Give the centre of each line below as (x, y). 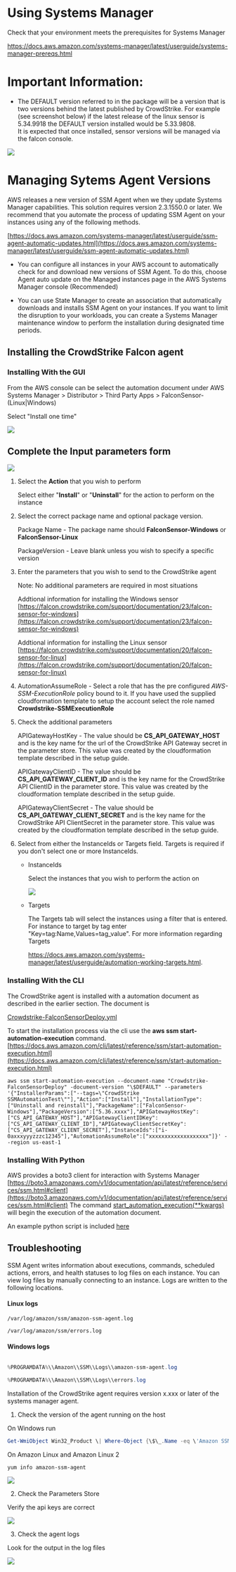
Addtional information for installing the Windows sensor (98, 599)
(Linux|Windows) (32, 403)
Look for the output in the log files (56, 1547)
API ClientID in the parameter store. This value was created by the (113, 787)
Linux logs (23, 1304)
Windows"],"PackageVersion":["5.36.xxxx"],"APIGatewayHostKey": (103, 1112)
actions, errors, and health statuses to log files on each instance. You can (113, 1273)
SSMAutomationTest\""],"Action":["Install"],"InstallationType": (105, 1099)
